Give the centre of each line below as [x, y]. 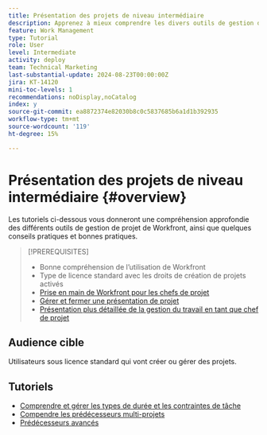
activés [51, 284]
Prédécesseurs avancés [59, 423]
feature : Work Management [51, 30]
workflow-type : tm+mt [44, 119]
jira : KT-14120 [33, 82]
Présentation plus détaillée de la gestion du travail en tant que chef [149, 309]
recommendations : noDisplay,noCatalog [72, 97]
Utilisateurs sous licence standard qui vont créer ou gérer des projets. [122, 362]
